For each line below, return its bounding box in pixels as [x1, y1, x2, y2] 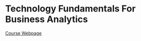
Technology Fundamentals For [5, 3, 136, 14]
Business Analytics [5, 13, 88, 25]
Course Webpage [5, 30, 42, 36]
